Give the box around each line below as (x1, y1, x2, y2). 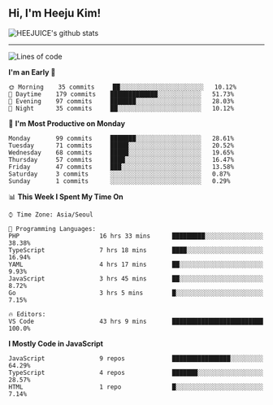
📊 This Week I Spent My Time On (8, 191, 123, 202)
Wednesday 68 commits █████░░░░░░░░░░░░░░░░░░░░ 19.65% (8, 148, 234, 157)
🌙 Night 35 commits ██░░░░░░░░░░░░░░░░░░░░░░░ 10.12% (8, 104, 234, 112)
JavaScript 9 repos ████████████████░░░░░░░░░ (8, 354, 264, 363)
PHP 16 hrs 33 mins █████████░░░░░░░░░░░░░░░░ (8, 232, 264, 240)
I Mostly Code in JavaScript (8, 338, 104, 348)
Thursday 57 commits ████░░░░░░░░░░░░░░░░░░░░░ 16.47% (8, 155, 234, 163)
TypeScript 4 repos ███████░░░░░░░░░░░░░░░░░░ (8, 368, 264, 377)
